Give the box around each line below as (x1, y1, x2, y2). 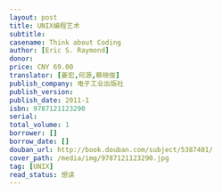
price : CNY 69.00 (9, 63, 74, 72)
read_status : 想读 (9, 170, 75, 179)
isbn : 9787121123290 (9, 104, 86, 113)
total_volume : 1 (9, 121, 70, 130)
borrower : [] (9, 129, 58, 138)
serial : (9, 112, 38, 121)
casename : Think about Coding (9, 37, 122, 47)
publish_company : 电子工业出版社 (9, 79, 124, 88)
